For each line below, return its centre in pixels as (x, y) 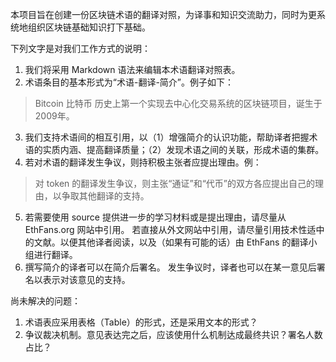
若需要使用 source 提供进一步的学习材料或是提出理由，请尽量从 (155, 217)
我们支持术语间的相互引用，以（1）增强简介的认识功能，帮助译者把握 (167, 137)
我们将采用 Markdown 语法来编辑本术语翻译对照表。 (132, 69)
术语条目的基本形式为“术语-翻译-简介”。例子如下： (129, 82)
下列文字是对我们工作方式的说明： (80, 48)
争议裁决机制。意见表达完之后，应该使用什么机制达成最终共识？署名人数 (173, 334)
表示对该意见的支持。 (86, 279)
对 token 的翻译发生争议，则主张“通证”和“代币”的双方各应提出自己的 (174, 183)
